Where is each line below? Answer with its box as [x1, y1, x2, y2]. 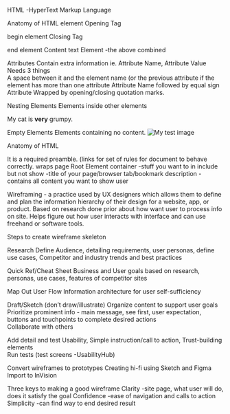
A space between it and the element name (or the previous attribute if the [7, 74, 215, 82]
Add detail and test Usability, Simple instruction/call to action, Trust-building [7, 336, 222, 344]
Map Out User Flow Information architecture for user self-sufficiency [7, 287, 201, 295]
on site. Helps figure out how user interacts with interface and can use [7, 213, 206, 220]
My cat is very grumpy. [7, 115, 73, 123]
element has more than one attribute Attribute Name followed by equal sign [7, 81, 220, 89]
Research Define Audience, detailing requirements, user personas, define [7, 246, 215, 254]
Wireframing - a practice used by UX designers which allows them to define [7, 190, 222, 198]
